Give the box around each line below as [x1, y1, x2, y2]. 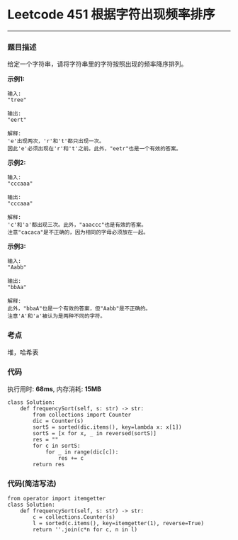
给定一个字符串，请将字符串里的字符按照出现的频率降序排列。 [7, 60, 188, 68]
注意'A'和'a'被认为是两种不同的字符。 [7, 313, 106, 320]
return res [33, 461, 65, 468]
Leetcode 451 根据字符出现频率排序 [7, 6, 215, 23]
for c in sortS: [33, 442, 81, 449]
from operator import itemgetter [7, 495, 106, 502]
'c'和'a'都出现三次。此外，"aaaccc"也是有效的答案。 [7, 221, 147, 229]
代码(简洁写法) [7, 478, 57, 488]
